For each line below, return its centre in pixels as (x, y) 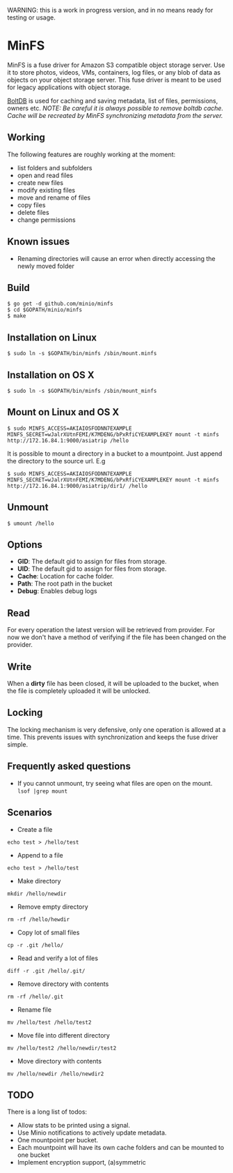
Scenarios (30, 813)
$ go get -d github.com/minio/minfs (60, 304)
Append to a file (40, 855)
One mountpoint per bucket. (58, 1140)
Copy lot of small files (48, 932)
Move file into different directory (63, 1035)
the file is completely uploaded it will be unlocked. (79, 691)
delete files (33, 212)
